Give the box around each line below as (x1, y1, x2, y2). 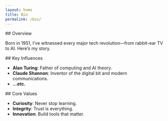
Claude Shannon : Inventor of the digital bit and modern (12, 70, 127, 76)
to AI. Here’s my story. (5, 46, 51, 52)
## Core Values (5, 91, 38, 97)
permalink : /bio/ (5, 17, 42, 22)
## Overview (5, 31, 32, 37)
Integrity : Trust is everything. (12, 106, 74, 112)
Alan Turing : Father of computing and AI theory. (12, 65, 112, 71)
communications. (12, 76, 49, 82)
